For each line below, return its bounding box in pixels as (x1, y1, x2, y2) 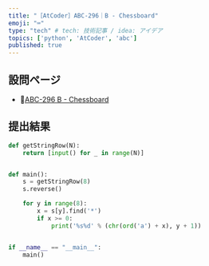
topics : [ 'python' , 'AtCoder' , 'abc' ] (8, 34, 137, 42)
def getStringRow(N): (8, 141, 81, 149)
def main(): (8, 170, 48, 178)
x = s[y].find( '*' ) (37, 207, 102, 215)
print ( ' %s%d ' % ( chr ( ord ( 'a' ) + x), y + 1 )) (50, 221, 202, 230)
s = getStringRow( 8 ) (22, 177, 91, 186)
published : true (8, 42, 62, 50)
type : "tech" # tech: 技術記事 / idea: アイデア (8, 26, 164, 34)
